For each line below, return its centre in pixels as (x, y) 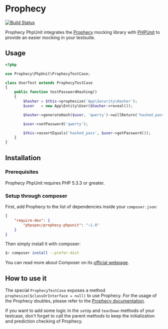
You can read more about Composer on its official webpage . (67, 263)
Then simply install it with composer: (43, 244)
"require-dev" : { (32, 220)
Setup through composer (36, 196)
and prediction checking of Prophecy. (44, 321)
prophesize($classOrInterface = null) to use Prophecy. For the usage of (81, 296)
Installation (23, 158)
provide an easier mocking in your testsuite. (50, 37)
